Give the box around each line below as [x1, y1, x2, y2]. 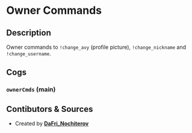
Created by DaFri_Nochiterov [14, 120, 89, 127]
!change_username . [6, 50, 51, 57]
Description [6, 28, 51, 38]
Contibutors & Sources [6, 104, 93, 114]
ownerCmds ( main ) [6, 85, 56, 94]
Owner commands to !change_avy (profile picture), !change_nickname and [6, 43, 187, 51]
